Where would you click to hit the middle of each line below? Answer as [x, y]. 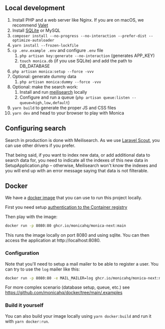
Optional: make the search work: [45, 87]
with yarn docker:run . [27, 321]
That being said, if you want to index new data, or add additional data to [78, 155]
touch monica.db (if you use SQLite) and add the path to [76, 60]
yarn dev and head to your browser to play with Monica [68, 113]
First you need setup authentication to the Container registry [66, 207]
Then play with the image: [31, 217]
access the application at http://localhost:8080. [53, 241]
